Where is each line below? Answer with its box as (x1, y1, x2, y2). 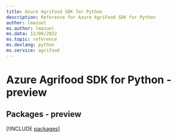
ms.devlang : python (6, 42, 55, 48)
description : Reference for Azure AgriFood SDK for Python (6, 14, 156, 20)
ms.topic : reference (6, 36, 58, 42)
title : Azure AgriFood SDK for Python (6, 8, 103, 15)
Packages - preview (6, 109, 82, 120)
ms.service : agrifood (6, 48, 60, 54)
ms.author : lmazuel (6, 25, 55, 32)
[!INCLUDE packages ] (6, 125, 60, 132)
